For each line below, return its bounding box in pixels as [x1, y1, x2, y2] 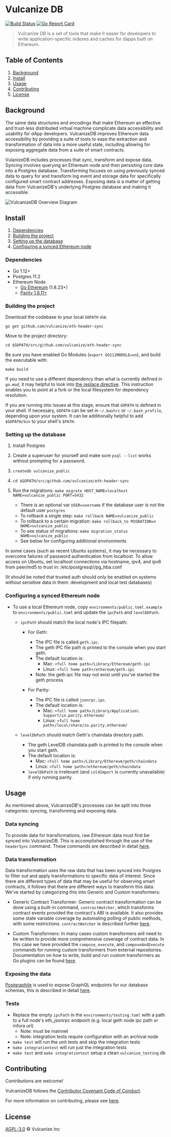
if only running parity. [27, 774, 73, 780]
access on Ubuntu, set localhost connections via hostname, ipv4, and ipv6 [5, 559, 161, 565]
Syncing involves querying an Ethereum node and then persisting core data [5, 162, 163, 168]
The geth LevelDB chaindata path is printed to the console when [27, 741, 163, 748]
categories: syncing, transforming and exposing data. [5, 808, 118, 814]
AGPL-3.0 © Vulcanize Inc [5, 1126, 60, 1132]
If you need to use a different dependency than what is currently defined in [5, 376, 163, 382]
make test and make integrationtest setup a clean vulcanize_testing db [12, 1050, 166, 1056]
